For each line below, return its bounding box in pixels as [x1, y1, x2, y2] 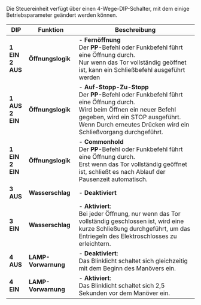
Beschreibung [114, 26, 156, 34]
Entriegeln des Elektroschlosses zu [78, 232, 178, 240]
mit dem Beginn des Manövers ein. [78, 264, 176, 272]
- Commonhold [78, 138, 124, 146]
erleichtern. [78, 240, 111, 247]
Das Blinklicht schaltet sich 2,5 [78, 282, 165, 289]
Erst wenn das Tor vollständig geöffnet [78, 160, 187, 168]
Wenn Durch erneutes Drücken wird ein [78, 120, 190, 128]
